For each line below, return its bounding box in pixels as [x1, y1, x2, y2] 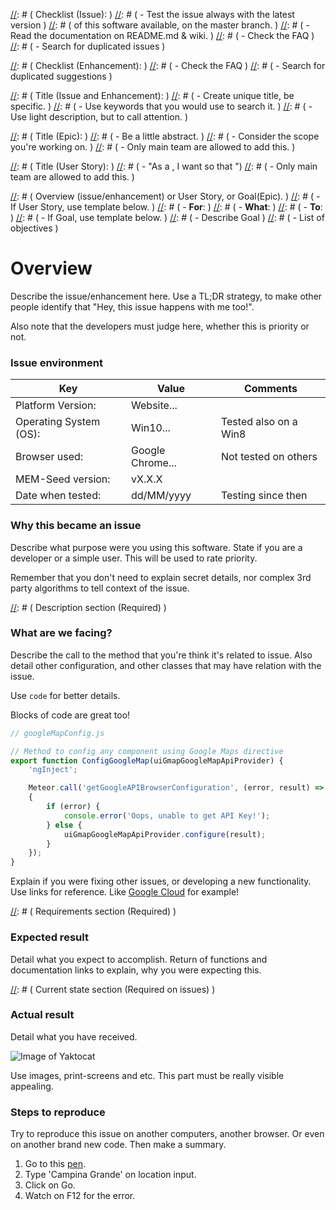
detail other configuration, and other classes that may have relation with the [10, 659, 322, 671]
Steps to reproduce [10, 1105, 106, 1119]
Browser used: [15, 450, 84, 464]
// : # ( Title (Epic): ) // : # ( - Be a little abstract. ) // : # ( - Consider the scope [10, 130, 320, 142]
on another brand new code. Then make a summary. [10, 1139, 227, 1151]
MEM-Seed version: [15, 472, 111, 486]
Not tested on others [220, 450, 318, 464]
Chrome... [131, 456, 177, 470]
